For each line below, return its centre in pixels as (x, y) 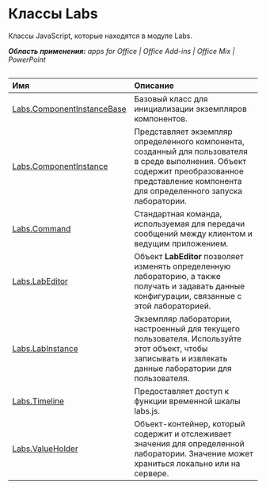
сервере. (152, 474)
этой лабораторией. (173, 306)
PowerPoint (27, 59)
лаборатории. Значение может (194, 454)
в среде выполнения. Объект (190, 162)
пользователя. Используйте (188, 339)
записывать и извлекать (181, 359)
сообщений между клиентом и (194, 234)
